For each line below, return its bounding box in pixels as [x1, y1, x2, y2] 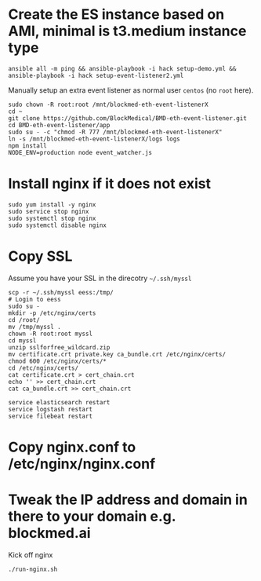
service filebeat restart [8, 412, 92, 420]
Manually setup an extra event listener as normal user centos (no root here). [8, 85, 254, 95]
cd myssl [8, 336, 37, 345]
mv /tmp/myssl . [8, 323, 61, 331]
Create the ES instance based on [8, 5, 225, 24]
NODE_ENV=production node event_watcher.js [8, 148, 153, 156]
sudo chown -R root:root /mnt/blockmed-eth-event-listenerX [8, 100, 209, 108]
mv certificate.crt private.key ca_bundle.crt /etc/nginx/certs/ [8, 350, 226, 358]
